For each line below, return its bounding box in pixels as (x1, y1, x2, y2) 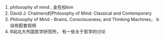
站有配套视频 (9, 22, 36, 28)
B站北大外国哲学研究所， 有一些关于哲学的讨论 (9, 29, 106, 34)
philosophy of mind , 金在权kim (9, 4, 74, 10)
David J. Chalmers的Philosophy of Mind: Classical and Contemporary (9, 10, 152, 16)
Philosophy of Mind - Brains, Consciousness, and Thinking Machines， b (9, 17, 160, 22)
